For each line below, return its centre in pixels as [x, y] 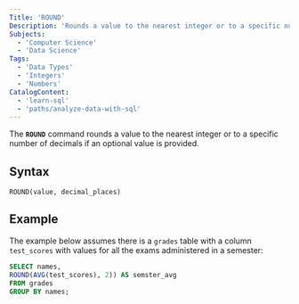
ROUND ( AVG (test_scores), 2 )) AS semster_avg [93, 275]
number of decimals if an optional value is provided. [105, 144]
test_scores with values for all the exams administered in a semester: [137, 250]
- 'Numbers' [40, 84]
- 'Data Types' [45, 68]
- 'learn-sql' [43, 100]
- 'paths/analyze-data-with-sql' [79, 109]
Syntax [29, 172]
